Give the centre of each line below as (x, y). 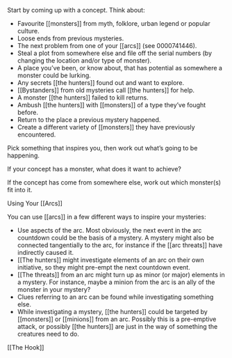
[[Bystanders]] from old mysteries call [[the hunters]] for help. (106, 90)
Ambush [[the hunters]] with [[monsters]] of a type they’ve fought (111, 105)
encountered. (36, 134)
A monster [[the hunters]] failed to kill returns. (83, 98)
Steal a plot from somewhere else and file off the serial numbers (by (115, 53)
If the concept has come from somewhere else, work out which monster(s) (114, 182)
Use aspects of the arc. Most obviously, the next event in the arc (109, 230)
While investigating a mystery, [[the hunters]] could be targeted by (113, 312)
